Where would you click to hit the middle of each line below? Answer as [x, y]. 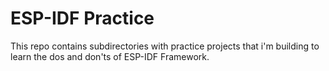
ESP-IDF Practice [82, 18]
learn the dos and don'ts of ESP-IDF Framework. [110, 56]
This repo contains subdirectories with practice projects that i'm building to [165, 46]
